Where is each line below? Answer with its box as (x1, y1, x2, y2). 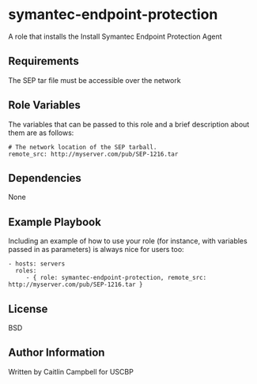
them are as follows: (8, 128, 74, 137)
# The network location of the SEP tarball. (8, 143, 157, 151)
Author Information (8, 346, 105, 360)
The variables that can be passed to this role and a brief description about (8, 119, 250, 129)
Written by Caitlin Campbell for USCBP (8, 367, 134, 376)
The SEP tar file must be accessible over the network (8, 75, 181, 85)
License (8, 302, 48, 315)
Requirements (8, 55, 79, 68)
